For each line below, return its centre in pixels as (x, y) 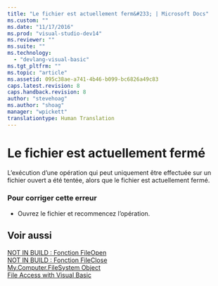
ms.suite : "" (26, 46)
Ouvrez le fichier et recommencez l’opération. (84, 213)
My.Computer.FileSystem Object (54, 267)
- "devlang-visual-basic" (52, 60)
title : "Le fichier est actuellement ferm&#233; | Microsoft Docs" (108, 14)
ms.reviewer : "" (31, 40)
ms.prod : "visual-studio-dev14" (54, 33)
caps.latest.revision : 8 (44, 86)
